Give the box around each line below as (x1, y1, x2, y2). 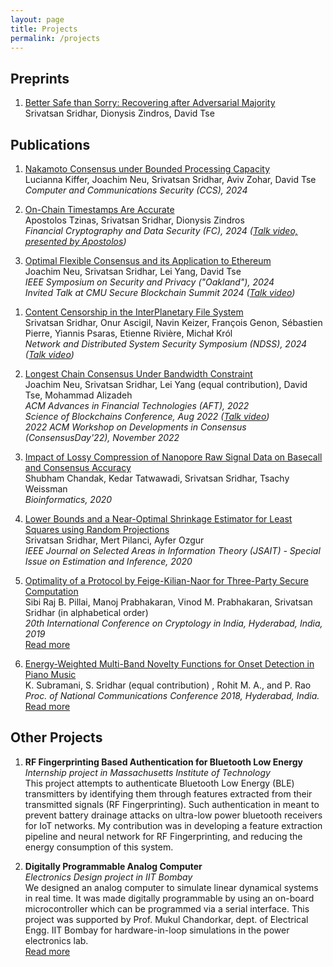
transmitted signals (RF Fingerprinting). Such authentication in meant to (24, 798, 320, 810)
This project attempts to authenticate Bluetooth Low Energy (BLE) (24, 777, 295, 789)
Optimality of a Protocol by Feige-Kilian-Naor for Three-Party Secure (24, 575, 309, 586)
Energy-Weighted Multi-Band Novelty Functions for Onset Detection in (24, 658, 315, 670)
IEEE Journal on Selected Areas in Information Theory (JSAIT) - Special (24, 545, 321, 556)
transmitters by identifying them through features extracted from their (24, 787, 313, 800)
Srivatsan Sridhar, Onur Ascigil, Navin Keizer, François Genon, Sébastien (24, 317, 323, 328)
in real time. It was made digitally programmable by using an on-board (24, 892, 315, 904)
